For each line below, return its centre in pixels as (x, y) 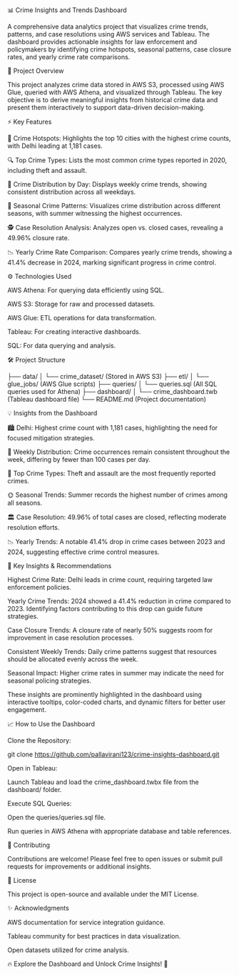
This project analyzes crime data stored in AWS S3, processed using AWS (116, 85)
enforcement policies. (39, 587)
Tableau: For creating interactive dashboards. (74, 332)
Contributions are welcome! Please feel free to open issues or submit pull (115, 859)
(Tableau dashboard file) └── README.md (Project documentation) (107, 399)
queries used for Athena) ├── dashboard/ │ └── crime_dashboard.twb (112, 391)
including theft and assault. (47, 170)
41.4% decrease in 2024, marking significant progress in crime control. (112, 262)
